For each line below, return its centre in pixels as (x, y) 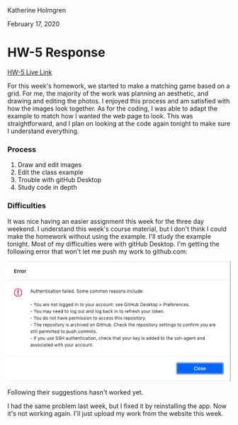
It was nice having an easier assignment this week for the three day (106, 221)
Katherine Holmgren (36, 10)
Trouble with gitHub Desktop (59, 180)
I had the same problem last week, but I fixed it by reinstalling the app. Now (117, 406)
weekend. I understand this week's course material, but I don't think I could (117, 229)
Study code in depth (47, 188)
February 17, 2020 (34, 24)
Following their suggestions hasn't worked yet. (75, 392)
